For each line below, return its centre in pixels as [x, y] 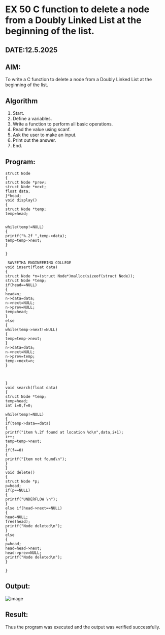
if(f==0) [14, 450]
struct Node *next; [26, 187]
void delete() [20, 473]
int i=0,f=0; [19, 406]
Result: [17, 615]
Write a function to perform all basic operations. [63, 124]
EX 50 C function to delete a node [77, 9]
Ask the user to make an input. [45, 135]
